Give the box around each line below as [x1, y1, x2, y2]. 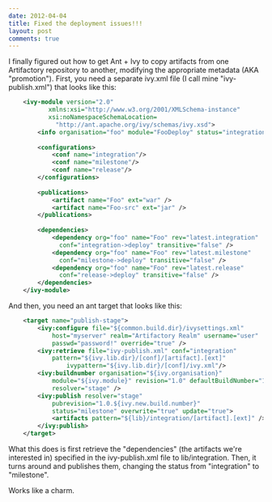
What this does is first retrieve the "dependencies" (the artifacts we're [8, 445, 243, 453]
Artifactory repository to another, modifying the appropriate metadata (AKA [8, 66, 259, 75]
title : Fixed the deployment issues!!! [8, 19, 143, 28]
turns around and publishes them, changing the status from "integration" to [8, 462, 260, 470]
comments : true [8, 34, 60, 43]
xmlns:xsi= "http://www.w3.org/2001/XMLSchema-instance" [48, 106, 241, 114]
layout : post [8, 27, 53, 35]
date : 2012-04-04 [8, 11, 67, 20]
